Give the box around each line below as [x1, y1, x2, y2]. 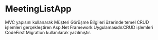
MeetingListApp [5, 3, 71, 14]
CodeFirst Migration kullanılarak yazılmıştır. [5, 29, 91, 35]
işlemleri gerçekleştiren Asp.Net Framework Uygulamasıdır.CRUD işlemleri [5, 24, 154, 30]
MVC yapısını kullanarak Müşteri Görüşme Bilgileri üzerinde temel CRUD [5, 19, 149, 25]
